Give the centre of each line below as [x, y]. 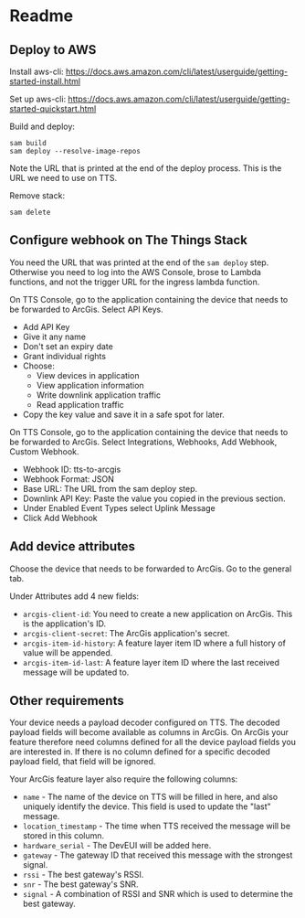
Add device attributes [72, 546]
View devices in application [88, 375]
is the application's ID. [64, 624]
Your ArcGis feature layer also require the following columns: [124, 779]
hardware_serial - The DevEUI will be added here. [117, 846]
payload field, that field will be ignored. [83, 762]
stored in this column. [63, 836]
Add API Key [46, 326]
